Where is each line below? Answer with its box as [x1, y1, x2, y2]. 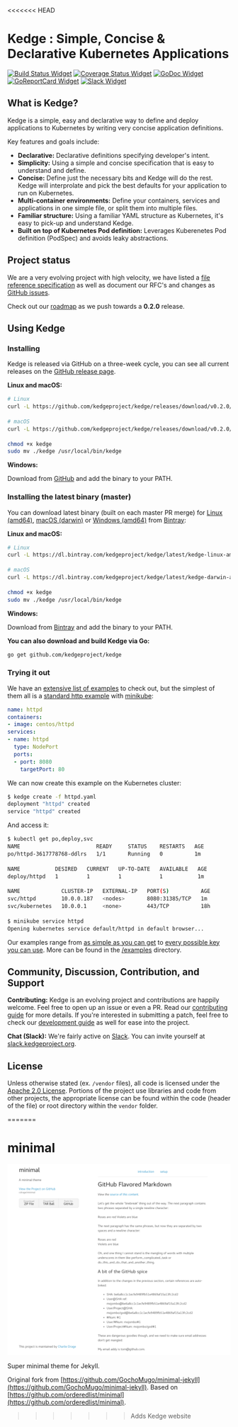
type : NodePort [13, 744, 59, 751]
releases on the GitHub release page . [7, 368, 116, 376]
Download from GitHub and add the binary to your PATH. [7, 474, 173, 483]
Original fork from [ [7, 1375, 64, 1384]
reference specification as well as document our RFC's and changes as [7, 280, 215, 289]
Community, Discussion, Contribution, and [7, 966, 200, 978]
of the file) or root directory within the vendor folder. [7, 1101, 158, 1110]
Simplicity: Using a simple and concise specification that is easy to [17, 159, 215, 167]
